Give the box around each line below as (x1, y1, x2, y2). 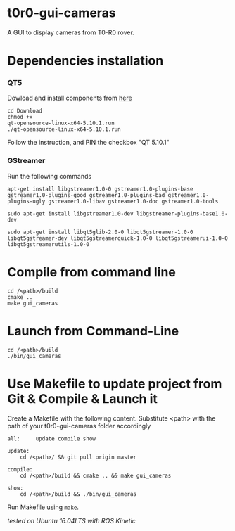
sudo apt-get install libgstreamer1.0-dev (7, 210, 134, 217)
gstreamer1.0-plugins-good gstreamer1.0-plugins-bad (7, 191, 165, 198)
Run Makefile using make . (7, 503, 80, 511)
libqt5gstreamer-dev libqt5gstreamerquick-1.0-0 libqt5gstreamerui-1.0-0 (7, 234, 229, 242)
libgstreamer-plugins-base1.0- (136, 210, 229, 217)
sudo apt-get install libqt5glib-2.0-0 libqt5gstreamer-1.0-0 (7, 229, 193, 236)
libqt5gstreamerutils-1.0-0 (7, 241, 90, 248)
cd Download (7, 108, 42, 115)
